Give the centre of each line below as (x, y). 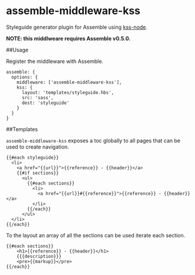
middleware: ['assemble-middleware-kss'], (69, 82)
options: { (25, 77)
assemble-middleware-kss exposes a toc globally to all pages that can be (93, 140)
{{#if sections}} (38, 173)
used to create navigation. (38, 147)
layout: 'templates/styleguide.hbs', (68, 92)
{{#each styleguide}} (33, 157)
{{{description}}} (39, 256)
